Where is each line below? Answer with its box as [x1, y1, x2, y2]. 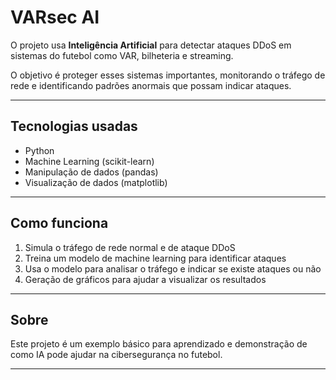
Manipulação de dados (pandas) [24, 166, 159, 178]
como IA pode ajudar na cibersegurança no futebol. [10, 349, 223, 361]
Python [24, 144, 55, 156]
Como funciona [10, 215, 109, 232]
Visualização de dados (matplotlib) [24, 176, 168, 188]
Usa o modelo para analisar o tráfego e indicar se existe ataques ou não [24, 262, 322, 275]
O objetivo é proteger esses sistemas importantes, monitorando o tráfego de [10, 69, 326, 81]
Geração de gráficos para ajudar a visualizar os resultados [24, 273, 267, 285]
